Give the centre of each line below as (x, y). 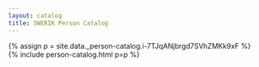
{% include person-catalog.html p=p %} (74, 54)
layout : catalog (35, 16)
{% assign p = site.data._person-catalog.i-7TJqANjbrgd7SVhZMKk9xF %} (129, 45)
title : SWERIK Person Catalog (59, 23)
